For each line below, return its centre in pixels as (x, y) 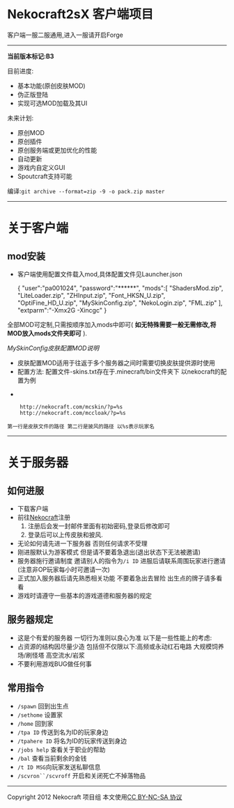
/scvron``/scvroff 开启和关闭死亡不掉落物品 (81, 775)
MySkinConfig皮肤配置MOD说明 (53, 348)
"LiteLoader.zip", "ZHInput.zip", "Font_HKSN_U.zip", (91, 295)
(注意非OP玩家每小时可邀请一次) (63, 569)
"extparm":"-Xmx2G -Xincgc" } (62, 310)
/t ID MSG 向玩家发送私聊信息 (59, 767)
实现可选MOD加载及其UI (52, 103)
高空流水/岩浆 (65, 655)
